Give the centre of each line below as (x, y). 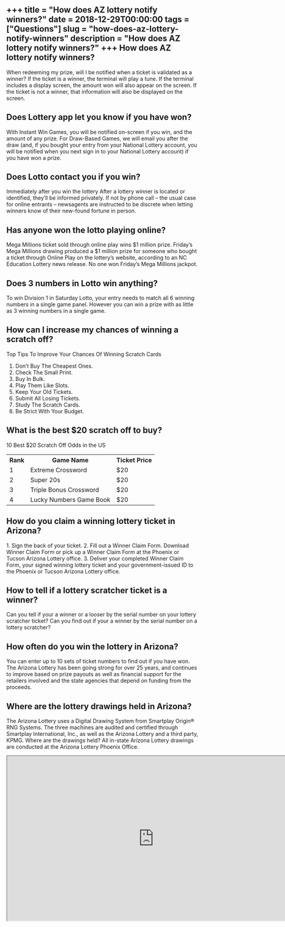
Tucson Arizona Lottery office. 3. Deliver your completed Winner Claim (95, 558)
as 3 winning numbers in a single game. (56, 311)
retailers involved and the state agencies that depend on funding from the (99, 680)
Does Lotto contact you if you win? (73, 177)
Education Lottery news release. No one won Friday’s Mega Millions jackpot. (102, 264)
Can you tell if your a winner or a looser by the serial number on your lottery (101, 615)
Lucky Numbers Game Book (70, 500)
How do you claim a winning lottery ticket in (91, 521)
